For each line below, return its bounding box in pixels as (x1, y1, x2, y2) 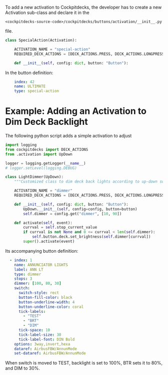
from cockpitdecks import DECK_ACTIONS (5, 147, 88, 152)
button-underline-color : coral (18, 304, 84, 309)
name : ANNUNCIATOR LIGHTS (14, 262, 68, 267)
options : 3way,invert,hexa (14, 341, 70, 346)
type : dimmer (14, 272, 41, 277)
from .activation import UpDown (5, 151, 72, 157)
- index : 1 (9, 258, 32, 263)
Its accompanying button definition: (5, 248, 78, 254)
